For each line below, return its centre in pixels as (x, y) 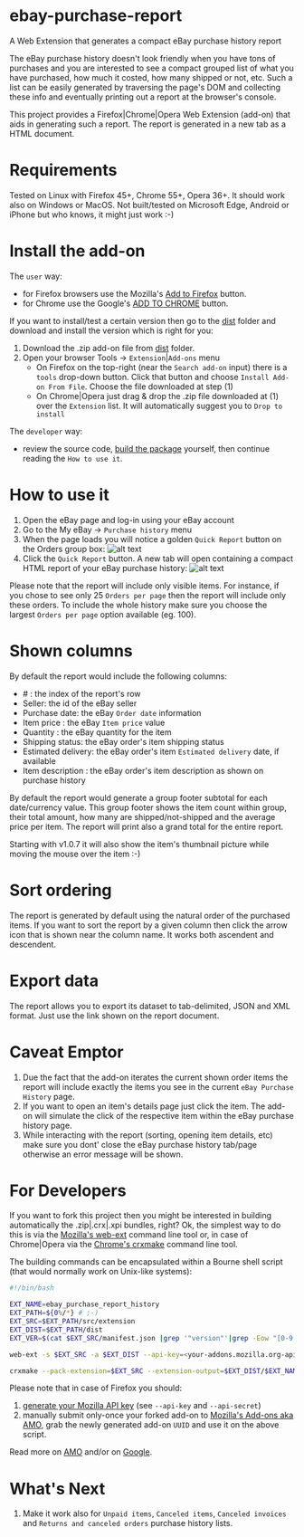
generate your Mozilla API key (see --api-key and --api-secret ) (142, 1406)
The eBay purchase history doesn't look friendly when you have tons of (142, 58)
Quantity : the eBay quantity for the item (97, 732)
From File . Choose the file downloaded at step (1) (141, 387)
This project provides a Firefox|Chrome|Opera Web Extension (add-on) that (150, 114)
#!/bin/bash (32, 1288)
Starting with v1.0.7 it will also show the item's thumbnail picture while (139, 844)
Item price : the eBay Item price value (94, 722)
